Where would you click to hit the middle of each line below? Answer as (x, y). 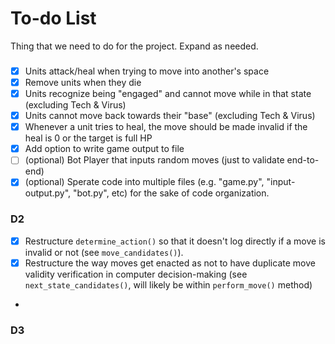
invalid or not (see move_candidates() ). (104, 252)
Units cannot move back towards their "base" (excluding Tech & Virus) (170, 116)
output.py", (48, 193)
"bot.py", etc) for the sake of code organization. (171, 193)
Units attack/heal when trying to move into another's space (147, 71)
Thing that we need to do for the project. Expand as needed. (134, 46)
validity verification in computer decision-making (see (136, 274)
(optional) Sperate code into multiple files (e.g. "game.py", (144, 182)
